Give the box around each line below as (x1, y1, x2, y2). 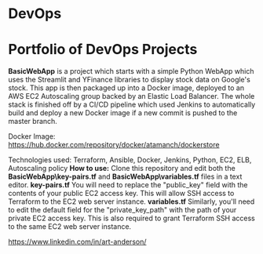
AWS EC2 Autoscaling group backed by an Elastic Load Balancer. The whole (8, 92, 255, 101)
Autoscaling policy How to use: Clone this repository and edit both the (8, 164, 236, 173)
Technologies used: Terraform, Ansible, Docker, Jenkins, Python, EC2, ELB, (8, 155, 252, 165)
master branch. (8, 117, 57, 126)
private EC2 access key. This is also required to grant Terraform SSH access (8, 213, 255, 223)
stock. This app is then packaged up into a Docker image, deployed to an (8, 83, 245, 93)
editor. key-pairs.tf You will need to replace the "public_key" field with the (8, 180, 248, 190)
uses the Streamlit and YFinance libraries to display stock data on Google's (8, 75, 251, 85)
